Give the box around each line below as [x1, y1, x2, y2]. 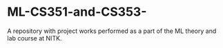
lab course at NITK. [7, 34, 62, 42]
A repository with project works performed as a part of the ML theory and [7, 27, 217, 35]
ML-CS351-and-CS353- [7, 4, 147, 20]
